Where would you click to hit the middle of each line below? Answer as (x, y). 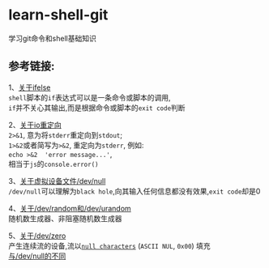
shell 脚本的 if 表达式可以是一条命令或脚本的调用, (90, 97)
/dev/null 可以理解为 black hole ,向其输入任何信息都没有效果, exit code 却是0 (134, 191)
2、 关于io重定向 (35, 125)
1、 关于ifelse (30, 87)
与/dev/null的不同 (37, 256)
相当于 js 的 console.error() (53, 164)
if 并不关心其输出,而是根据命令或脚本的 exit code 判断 (97, 108)
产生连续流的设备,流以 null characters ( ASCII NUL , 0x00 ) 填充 (109, 245)
